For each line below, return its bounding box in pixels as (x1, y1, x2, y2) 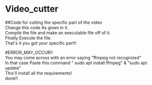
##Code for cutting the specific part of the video (5, 19, 102, 25)
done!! (5, 75, 18, 81)
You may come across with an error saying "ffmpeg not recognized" (5, 54, 142, 60)
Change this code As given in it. (5, 24, 69, 30)
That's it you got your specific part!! (5, 40, 77, 46)
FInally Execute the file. (5, 35, 52, 41)
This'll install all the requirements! (5, 70, 72, 76)
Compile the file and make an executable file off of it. (5, 30, 111, 35)
